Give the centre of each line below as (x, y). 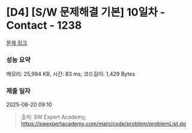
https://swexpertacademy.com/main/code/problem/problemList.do (103, 123)
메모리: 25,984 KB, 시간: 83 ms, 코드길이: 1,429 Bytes (71, 74)
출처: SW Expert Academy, (53, 117)
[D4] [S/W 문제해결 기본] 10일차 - (86, 12)
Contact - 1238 (44, 25)
